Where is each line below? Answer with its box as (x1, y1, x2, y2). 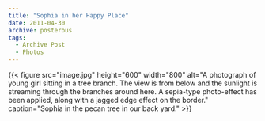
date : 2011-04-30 (8, 19, 66, 27)
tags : (8, 33, 26, 42)
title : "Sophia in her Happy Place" (8, 11, 129, 20)
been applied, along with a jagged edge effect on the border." (8, 96, 209, 104)
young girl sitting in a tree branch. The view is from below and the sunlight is (8, 78, 258, 88)
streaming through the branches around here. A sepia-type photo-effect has (8, 87, 257, 96)
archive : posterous (8, 26, 73, 34)
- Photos (15, 48, 44, 56)
